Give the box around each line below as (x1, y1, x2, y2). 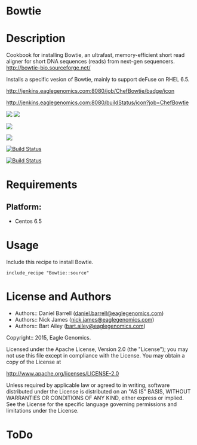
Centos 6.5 (14, 217, 42, 225)
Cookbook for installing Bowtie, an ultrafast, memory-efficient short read (6, 52, 185, 59)
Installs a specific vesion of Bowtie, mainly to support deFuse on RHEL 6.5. (6, 76, 190, 83)
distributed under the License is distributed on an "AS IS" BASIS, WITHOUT (6, 388, 191, 395)
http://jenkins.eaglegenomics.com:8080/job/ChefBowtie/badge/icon (6, 87, 175, 95)
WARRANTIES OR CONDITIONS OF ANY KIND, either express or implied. (6, 394, 184, 401)
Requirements (6, 178, 78, 192)
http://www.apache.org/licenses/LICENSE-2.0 (6, 370, 119, 377)
